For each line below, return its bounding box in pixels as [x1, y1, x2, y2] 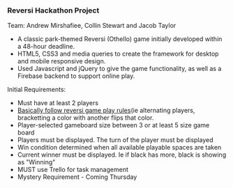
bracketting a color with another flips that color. [17, 113, 154, 122]
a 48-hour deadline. [17, 42, 75, 51]
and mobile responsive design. [17, 57, 106, 65]
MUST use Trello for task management [17, 166, 129, 174]
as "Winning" [17, 158, 56, 166]
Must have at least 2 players [17, 99, 99, 107]
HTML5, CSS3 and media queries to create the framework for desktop [17, 49, 219, 58]
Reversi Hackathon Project [7, 6, 100, 15]
